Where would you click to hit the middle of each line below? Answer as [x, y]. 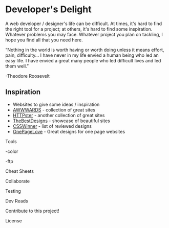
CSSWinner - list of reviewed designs [52, 126]
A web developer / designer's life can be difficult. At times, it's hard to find [84, 24]
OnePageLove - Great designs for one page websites [69, 131]
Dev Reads [17, 201]
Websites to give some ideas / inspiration [56, 104]
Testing [13, 191]
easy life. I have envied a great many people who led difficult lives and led [83, 60]
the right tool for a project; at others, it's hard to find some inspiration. [79, 29]
